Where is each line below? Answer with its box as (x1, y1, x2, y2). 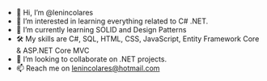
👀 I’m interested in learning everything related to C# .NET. (15, 16, 209, 26)
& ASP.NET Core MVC (15, 45, 90, 55)
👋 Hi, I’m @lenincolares (15, 8, 94, 17)
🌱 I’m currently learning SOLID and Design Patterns (15, 25, 187, 34)
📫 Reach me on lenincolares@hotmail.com (15, 63, 160, 73)
